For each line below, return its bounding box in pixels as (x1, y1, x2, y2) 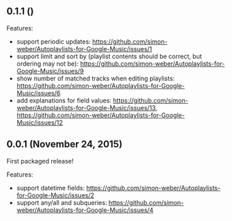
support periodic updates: (16, 37, 91, 46)
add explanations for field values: (16, 96, 112, 105)
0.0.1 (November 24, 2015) (6, 139, 123, 150)
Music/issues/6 (16, 89, 61, 97)
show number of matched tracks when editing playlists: (16, 74, 175, 82)
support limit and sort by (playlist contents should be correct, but (16, 52, 202, 60)
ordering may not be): (16, 59, 79, 68)
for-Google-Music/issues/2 (16, 191, 95, 200)
